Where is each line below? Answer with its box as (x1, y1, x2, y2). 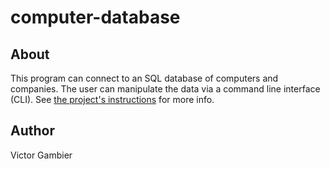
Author (10, 122, 55, 140)
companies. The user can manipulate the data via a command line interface (10, 83, 321, 95)
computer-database (10, 6, 181, 29)
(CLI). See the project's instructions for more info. (10, 94, 215, 105)
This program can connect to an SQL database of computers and (10, 72, 279, 84)
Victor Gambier (10, 149, 73, 161)
